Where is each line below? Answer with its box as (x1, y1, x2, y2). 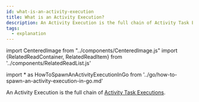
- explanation (11, 31, 46, 37)
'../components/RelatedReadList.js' (6, 60, 91, 67)
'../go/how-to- (143, 71, 178, 78)
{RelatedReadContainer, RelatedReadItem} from (6, 53, 123, 60)
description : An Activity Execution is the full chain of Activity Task (6, 20, 190, 26)
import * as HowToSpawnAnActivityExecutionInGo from (6, 71, 142, 78)
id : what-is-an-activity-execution (6, 8, 94, 15)
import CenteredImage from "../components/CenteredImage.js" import (6, 47, 178, 54)
